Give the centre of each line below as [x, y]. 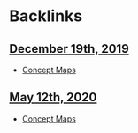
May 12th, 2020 [53, 97]
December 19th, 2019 [69, 49]
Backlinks [46, 16]
